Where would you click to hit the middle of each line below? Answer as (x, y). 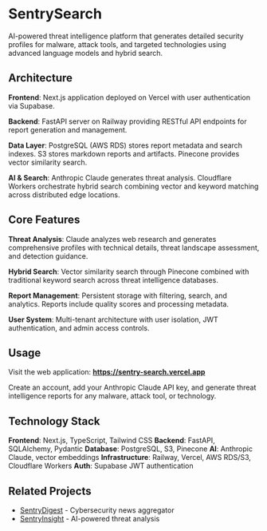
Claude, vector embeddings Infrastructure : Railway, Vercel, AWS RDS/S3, (130, 458)
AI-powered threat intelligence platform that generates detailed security (126, 36)
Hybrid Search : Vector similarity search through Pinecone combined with (129, 271)
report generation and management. (68, 129)
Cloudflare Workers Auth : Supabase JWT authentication (101, 466)
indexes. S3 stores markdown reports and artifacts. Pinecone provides (124, 153)
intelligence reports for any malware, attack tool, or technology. (112, 396)
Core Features (44, 220)
